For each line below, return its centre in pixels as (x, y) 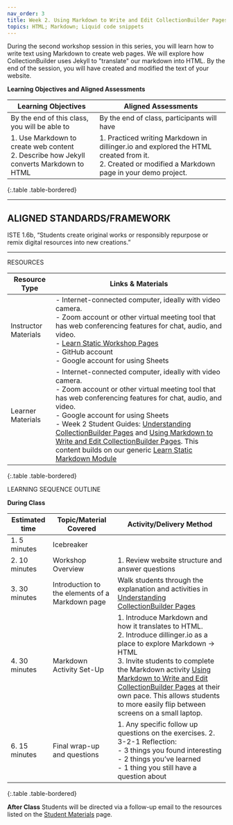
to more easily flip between (162, 704)
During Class (26, 503)
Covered (81, 528)
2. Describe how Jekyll (48, 156)
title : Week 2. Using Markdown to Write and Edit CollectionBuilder (108, 20)
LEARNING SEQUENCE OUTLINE (54, 490)
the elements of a (81, 593)
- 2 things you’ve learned (159, 759)
